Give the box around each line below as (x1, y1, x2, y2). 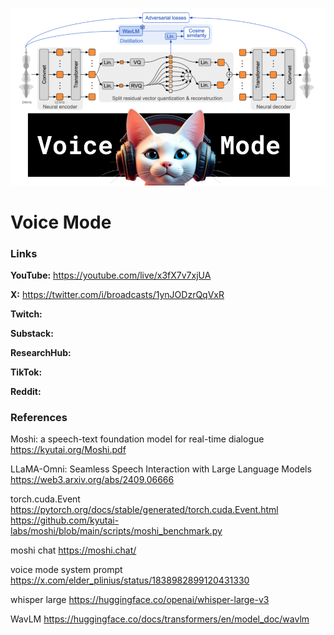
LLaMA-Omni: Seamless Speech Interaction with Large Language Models (10, 463, 312, 475)
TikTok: (10, 366, 43, 378)
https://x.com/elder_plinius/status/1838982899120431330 (10, 574, 250, 587)
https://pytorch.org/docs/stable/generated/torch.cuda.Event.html (10, 504, 279, 516)
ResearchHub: (10, 346, 72, 358)
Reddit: (10, 385, 42, 397)
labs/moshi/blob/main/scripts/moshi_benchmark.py (10, 525, 223, 537)
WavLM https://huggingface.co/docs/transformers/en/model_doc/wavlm (10, 613, 310, 625)
